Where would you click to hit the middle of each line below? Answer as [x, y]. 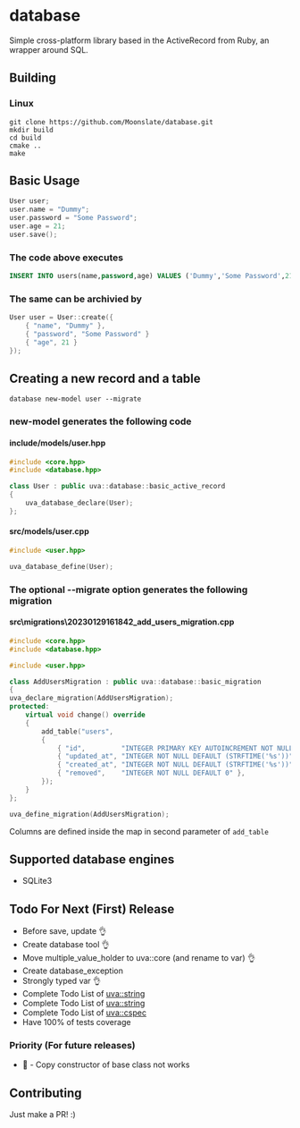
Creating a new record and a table [105, 379]
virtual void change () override [85, 715]
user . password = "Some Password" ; [74, 218]
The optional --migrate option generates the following [129, 589]
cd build [25, 138]
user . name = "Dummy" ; [50, 210]
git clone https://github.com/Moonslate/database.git [112, 122]
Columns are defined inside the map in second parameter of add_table [139, 831]
